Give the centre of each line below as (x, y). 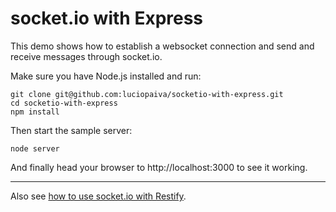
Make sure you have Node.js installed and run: (106, 76)
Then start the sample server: (71, 130)
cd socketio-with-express (64, 103)
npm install (35, 112)
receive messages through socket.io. (86, 56)
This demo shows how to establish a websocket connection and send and (162, 46)
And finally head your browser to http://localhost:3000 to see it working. (159, 167)
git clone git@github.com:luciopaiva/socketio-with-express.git (147, 94)
